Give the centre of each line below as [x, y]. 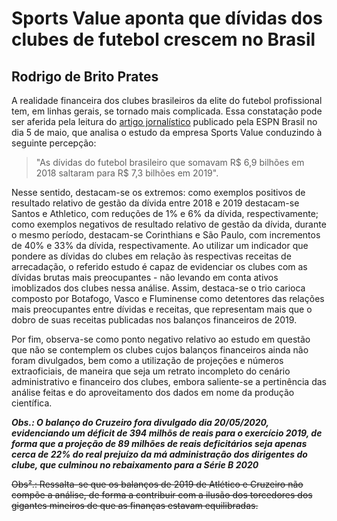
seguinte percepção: [54, 143]
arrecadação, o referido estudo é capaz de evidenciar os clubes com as [159, 266]
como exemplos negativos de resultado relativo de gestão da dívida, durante [169, 224]
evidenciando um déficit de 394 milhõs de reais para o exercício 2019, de [167, 433]
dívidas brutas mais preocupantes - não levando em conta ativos [145, 277]
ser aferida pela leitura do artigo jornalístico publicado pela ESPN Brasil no [164, 121]
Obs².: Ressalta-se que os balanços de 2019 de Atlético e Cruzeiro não [157, 484]
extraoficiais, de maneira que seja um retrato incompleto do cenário [151, 371]
